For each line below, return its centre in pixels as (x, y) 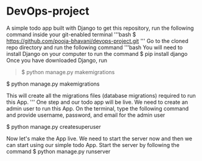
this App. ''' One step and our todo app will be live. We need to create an (97, 102)
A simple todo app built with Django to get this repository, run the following (100, 28)
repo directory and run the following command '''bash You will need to (95, 47)
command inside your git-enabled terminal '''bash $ (71, 34)
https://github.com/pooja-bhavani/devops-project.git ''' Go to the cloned (97, 41)
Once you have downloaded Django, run (57, 60)
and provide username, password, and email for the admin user (86, 115)
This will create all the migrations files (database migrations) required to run (101, 95)
